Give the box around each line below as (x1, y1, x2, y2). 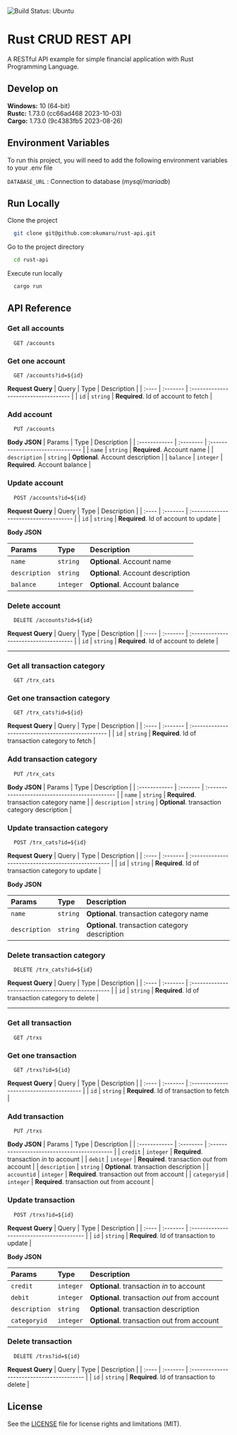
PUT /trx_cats (13, 771, 55, 778)
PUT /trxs (13, 1127, 42, 1135)
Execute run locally (7, 269, 63, 278)
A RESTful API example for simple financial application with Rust (7, 54, 194, 63)
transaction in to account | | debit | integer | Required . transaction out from (7, 1155, 228, 1164)
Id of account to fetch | (145, 392, 213, 400)
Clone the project (7, 216, 58, 225)
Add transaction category (7, 754, 97, 764)
